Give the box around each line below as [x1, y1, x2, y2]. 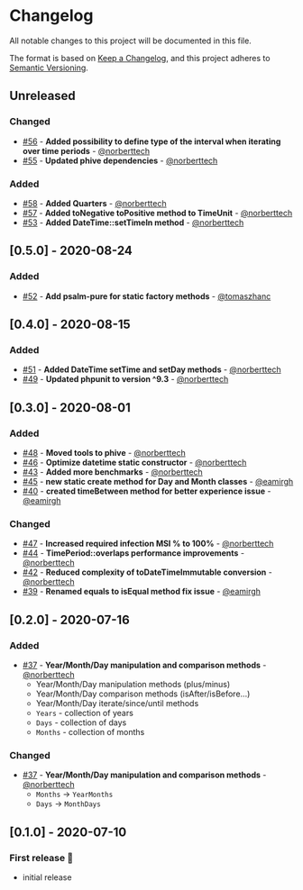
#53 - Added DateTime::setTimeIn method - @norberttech [22, 217, 244, 228]
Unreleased [9, 88, 77, 104]
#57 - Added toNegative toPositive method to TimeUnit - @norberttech [22, 207, 293, 218]
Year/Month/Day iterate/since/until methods [35, 697, 199, 708]
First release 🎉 [9, 851, 74, 864]
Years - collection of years [35, 707, 133, 718]
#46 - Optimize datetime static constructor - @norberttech [22, 457, 247, 468]
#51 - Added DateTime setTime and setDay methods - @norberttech [22, 364, 281, 375]
